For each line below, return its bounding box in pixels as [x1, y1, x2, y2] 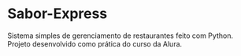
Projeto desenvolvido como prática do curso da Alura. [7, 39, 183, 48]
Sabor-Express [7, 5, 108, 23]
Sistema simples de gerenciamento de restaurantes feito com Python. [7, 31, 234, 40]
